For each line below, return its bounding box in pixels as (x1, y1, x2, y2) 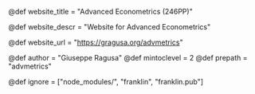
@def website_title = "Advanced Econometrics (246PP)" (8, 7, 193, 16)
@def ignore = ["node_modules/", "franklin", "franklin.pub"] (8, 77, 203, 86)
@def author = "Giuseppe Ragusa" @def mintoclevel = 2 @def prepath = (8, 53, 248, 62)
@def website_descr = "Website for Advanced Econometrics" (8, 22, 211, 31)
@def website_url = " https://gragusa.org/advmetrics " (8, 37, 183, 47)
